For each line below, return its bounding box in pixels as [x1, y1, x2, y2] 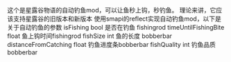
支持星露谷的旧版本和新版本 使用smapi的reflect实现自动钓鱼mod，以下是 [12, 14, 222, 23]
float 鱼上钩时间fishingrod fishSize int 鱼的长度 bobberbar [7, 32, 172, 40]
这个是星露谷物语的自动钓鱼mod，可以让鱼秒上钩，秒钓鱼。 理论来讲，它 [7, 6, 216, 14]
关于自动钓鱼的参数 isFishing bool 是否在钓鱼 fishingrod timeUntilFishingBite [7, 23, 225, 31]
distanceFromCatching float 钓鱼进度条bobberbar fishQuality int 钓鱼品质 [7, 41, 216, 48]
